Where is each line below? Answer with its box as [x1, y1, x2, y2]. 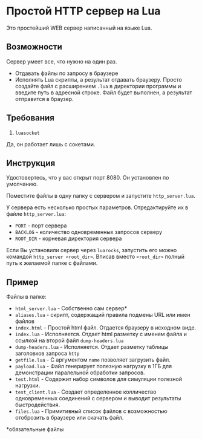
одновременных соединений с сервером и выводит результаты [15, 395, 181, 402]
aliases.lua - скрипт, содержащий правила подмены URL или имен [15, 311, 191, 319]
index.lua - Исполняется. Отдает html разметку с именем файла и [15, 331, 187, 338]
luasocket [15, 130, 41, 136]
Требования [6, 113, 54, 123]
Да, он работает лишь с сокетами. [6, 140, 96, 148]
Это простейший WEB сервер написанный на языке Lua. [6, 24, 152, 31]
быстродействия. [15, 401, 60, 409]
